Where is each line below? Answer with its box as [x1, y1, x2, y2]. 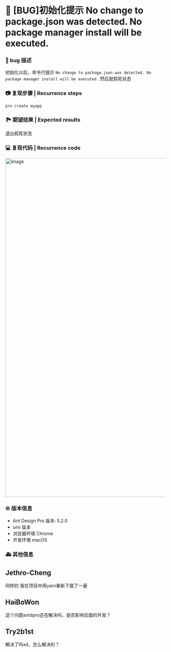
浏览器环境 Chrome [12, 530, 53, 536]
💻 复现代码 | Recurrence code [5, 144, 80, 151]
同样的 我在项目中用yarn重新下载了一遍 [5, 582, 88, 589]
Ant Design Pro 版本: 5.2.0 [12, 518, 68, 524]
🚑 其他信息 [5, 551, 34, 558]
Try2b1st [5, 627, 34, 636]
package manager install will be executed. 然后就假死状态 [5, 76, 131, 82]
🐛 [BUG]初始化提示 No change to [5, 5, 144, 16]
